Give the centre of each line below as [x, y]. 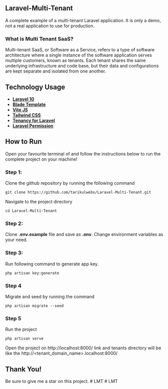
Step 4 [13, 285]
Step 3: [14, 253]
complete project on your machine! [41, 159]
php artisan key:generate [32, 273]
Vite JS [20, 110]
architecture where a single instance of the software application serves [78, 55]
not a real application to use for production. [50, 26]
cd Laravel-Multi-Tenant [31, 211]
